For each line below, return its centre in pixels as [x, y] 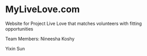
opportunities [19, 29]
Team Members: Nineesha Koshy [40, 39]
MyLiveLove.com [42, 9]
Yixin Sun [15, 48]
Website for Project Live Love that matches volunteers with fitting [74, 23]
